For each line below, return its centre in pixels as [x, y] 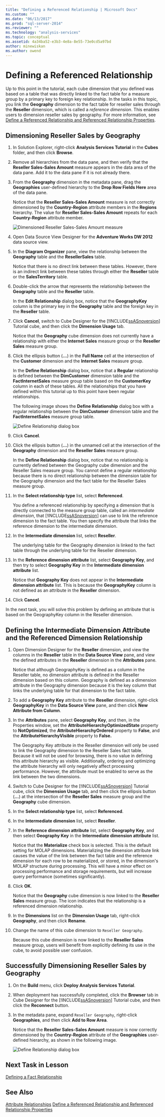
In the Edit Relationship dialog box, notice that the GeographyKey [80, 301]
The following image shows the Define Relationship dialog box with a [83, 406]
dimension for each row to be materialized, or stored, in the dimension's [85, 861]
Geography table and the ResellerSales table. [59, 257]
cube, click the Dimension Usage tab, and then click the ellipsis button [84, 791]
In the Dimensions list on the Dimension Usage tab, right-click [76, 916]
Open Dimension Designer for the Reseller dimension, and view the [81, 650]
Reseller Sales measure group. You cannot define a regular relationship [84, 471]
